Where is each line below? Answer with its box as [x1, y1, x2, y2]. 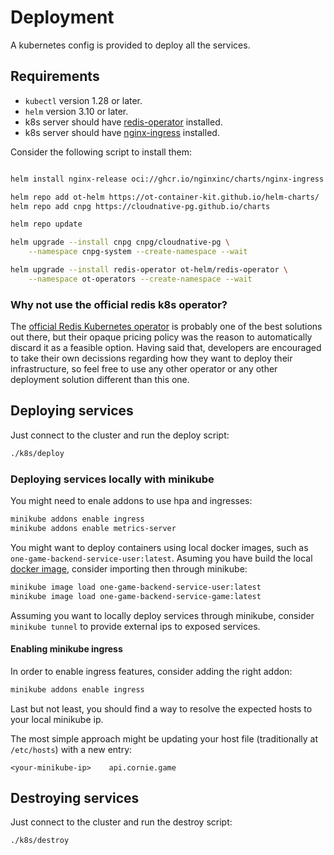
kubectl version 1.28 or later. [24, 94, 143, 106]
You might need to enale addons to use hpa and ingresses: [10, 495, 253, 507]
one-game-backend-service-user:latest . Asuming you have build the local [10, 552, 313, 564]
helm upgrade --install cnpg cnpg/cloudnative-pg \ [10, 237, 230, 248]
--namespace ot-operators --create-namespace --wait [28, 274, 253, 284]
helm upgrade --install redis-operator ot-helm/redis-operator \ [10, 265, 288, 275]
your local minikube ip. [10, 713, 104, 725]
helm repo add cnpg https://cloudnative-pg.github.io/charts [10, 201, 271, 211]
